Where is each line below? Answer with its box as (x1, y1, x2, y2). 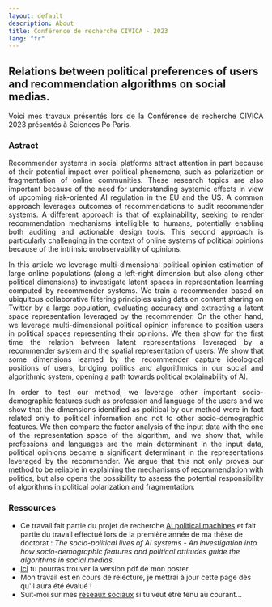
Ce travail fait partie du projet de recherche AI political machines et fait (19, 520, 257, 530)
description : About (8, 19, 74, 28)
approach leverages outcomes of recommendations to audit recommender (8, 202, 264, 211)
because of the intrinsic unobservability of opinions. (8, 244, 182, 254)
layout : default (8, 11, 63, 20)
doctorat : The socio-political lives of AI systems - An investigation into (19, 537, 257, 547)
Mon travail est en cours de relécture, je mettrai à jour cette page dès (19, 572, 252, 582)
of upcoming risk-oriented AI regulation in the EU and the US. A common (8, 193, 264, 202)
